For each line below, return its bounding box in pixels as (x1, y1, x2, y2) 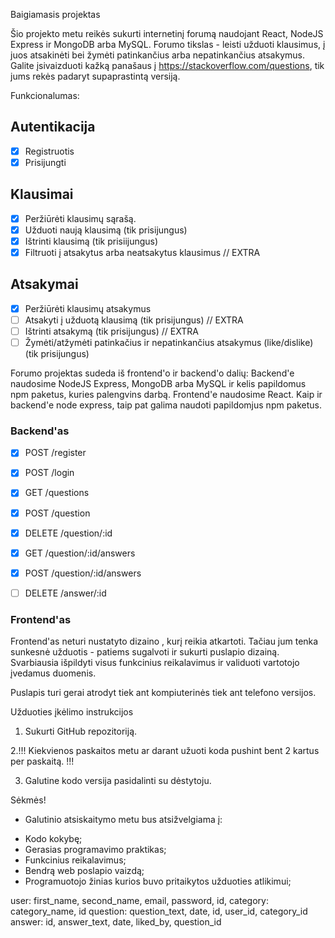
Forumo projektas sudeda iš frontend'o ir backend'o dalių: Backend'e (10, 367, 295, 379)
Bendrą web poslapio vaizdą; (24, 865, 145, 877)
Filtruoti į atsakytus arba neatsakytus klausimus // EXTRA (24, 246, 261, 258)
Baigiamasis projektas (10, 9, 101, 20)
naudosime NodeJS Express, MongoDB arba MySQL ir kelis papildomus (10, 378, 307, 390)
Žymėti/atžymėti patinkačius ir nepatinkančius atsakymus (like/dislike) (24, 337, 314, 348)
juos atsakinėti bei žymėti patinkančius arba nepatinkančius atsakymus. (10, 49, 305, 61)
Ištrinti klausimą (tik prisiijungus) (24, 235, 159, 247)
